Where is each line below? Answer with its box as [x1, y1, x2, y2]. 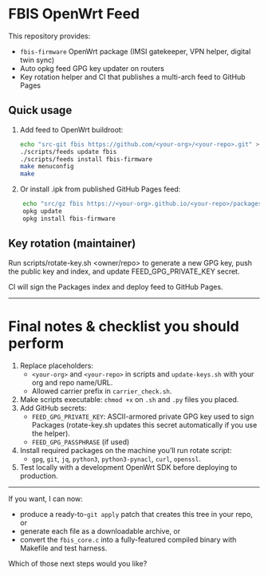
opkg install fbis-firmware [22, 215, 116, 223]
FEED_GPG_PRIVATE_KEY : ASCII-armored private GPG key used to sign [31, 412, 254, 421]
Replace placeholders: [19, 361, 94, 370]
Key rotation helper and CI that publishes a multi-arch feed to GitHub [19, 72, 246, 81]
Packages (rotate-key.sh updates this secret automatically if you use [31, 420, 258, 429]
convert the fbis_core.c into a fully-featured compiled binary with [19, 535, 237, 544]
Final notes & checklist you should [8, 317, 239, 335]
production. [19, 471, 58, 480]
